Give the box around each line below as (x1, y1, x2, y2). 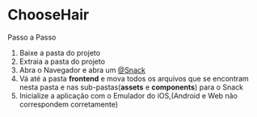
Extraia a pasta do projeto (19, 56, 106, 66)
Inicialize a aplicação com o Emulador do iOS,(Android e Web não (19, 90, 238, 100)
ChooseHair (7, 6, 90, 24)
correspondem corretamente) (19, 99, 119, 109)
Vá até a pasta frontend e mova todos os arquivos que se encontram (19, 73, 250, 83)
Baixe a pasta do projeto (19, 48, 101, 57)
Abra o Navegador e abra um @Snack (19, 65, 146, 74)
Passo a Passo (7, 32, 57, 42)
